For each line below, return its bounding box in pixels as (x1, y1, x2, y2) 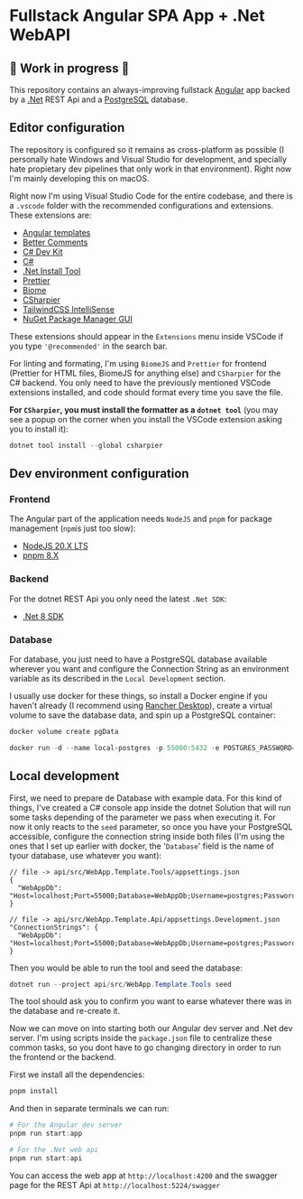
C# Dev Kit (22, 246, 63, 257)
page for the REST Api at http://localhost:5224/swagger (9, 1179, 221, 1190)
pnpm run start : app (9, 1129, 83, 1139)
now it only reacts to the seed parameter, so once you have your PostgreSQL (9, 821, 293, 832)
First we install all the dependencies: (9, 1069, 145, 1080)
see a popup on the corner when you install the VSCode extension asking (9, 414, 282, 424)
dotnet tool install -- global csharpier (9, 441, 164, 450)
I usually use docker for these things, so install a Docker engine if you (9, 690, 268, 701)
